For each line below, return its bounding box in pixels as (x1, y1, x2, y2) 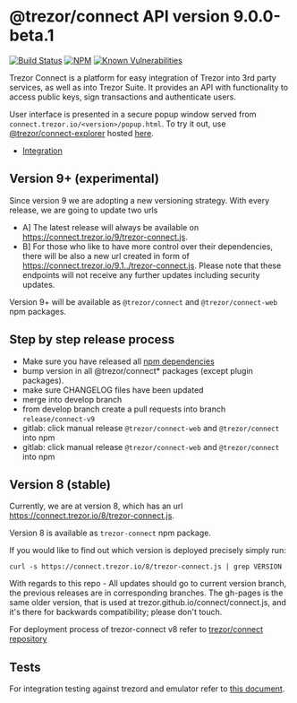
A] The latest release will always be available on (21, 221, 199, 232)
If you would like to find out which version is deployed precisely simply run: (9, 545, 286, 556)
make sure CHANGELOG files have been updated (21, 384, 204, 395)
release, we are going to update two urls (9, 204, 158, 215)
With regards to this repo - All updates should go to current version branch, (9, 578, 287, 589)
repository (9, 634, 47, 645)
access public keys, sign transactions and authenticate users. (9, 91, 237, 102)
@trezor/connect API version (9, 6, 230, 27)
